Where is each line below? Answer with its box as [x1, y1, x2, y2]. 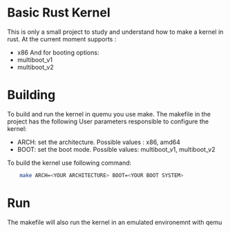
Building [7, 88, 56, 103]
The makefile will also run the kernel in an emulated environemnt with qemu [7, 218, 222, 226]
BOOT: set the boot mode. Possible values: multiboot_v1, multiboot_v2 [17, 145, 215, 153]
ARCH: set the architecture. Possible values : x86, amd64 [17, 138, 181, 146]
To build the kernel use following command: [7, 159, 132, 167]
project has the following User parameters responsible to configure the [7, 117, 209, 125]
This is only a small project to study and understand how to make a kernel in [7, 28, 224, 36]
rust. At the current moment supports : [7, 34, 117, 43]
